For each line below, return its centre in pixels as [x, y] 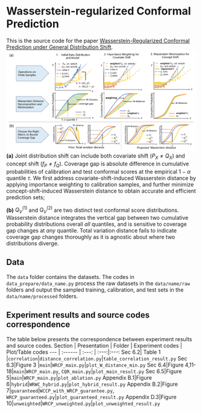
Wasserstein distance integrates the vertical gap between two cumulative [97, 217]
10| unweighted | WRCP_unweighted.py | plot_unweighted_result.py [83, 403]
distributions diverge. [33, 243]
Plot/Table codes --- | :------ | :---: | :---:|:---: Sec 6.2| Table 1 [84, 352]
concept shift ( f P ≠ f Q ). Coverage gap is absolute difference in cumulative [98, 164]
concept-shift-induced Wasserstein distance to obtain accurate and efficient [101, 191]
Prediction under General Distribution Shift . [60, 47]
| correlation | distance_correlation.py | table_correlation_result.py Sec [97, 358]
